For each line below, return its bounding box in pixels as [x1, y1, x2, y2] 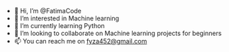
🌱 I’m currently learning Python [13, 22, 105, 30]
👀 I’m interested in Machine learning [13, 14, 119, 22]
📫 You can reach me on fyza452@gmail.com [13, 37, 147, 45]
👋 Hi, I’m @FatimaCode [13, 7, 82, 15]
